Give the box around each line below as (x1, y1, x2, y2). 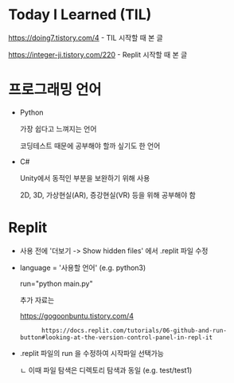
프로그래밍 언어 (8, 81, 102, 99)
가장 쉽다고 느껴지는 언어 (19, 123, 97, 133)
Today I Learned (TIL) (8, 6, 152, 24)
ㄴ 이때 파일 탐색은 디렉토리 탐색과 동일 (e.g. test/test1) (19, 365, 193, 375)
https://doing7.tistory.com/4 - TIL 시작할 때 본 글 (8, 33, 163, 42)
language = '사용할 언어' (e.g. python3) (19, 263, 146, 272)
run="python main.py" (19, 279, 93, 288)
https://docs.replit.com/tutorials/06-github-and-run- (41, 326, 228, 334)
